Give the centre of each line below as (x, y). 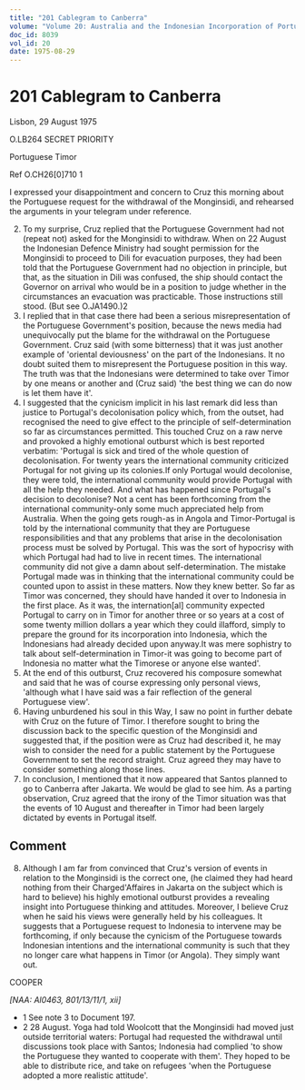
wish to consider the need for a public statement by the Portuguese (148, 750)
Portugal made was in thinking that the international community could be (158, 577)
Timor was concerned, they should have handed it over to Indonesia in (154, 596)
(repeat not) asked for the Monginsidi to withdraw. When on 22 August (154, 239)
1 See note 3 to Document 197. (79, 1017)
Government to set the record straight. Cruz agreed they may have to (152, 760)
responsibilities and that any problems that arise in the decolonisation (152, 538)
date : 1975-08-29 (42, 52)
